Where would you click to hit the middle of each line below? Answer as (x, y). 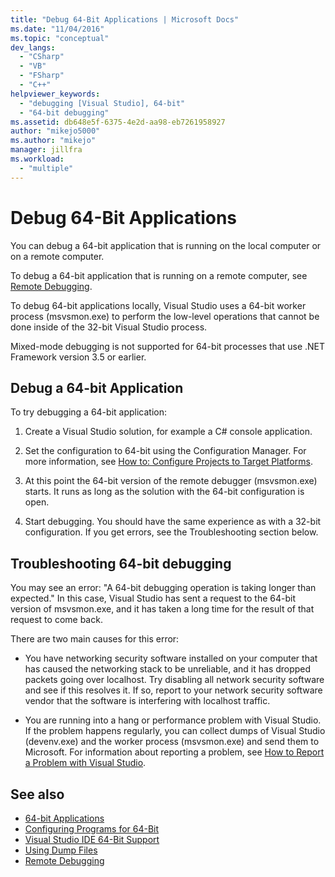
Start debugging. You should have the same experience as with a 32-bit (173, 522)
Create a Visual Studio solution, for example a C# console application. (168, 432)
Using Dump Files (61, 850)
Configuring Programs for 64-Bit (92, 829)
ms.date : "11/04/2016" (57, 29)
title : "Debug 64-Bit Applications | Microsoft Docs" (125, 19)
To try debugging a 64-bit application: (88, 412)
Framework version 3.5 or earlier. (78, 357)
